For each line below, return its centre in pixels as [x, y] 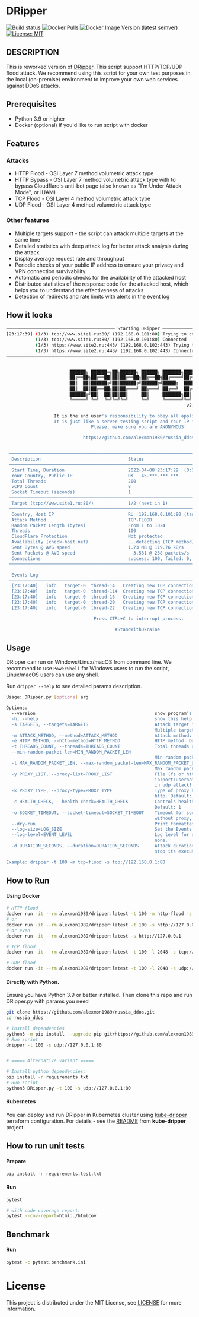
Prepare [16, 1161]
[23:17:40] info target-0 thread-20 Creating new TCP [89, 602]
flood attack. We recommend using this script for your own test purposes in [98, 73]
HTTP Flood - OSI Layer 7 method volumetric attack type [84, 173]
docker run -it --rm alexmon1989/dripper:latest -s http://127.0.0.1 [94, 936]
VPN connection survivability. [51, 271]
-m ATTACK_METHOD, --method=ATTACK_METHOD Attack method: [102, 735]
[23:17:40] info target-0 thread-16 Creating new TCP [89, 597]
